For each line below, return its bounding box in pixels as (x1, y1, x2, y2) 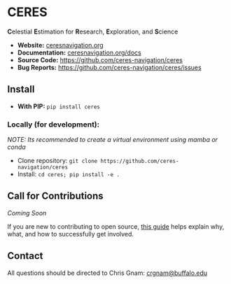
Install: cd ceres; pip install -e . (17, 170, 120, 178)
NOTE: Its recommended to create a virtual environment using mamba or (7, 136, 218, 144)
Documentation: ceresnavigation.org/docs (17, 48, 141, 57)
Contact (7, 250, 43, 262)
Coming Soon (7, 208, 47, 217)
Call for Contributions (7, 190, 104, 202)
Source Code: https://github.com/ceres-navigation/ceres (17, 55, 183, 64)
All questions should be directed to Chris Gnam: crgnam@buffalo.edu (7, 269, 208, 277)
